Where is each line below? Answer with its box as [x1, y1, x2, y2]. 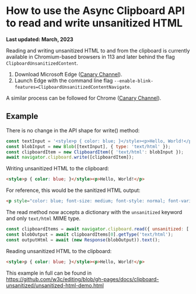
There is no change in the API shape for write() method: [6, 127, 140, 134]
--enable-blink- [114, 78, 153, 84]
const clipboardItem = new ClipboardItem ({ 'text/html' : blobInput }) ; [6, 149, 184, 155]
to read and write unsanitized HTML [6, 16, 183, 30]
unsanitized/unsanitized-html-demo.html [6, 282, 104, 289]
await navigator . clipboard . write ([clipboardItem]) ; [6, 155, 134, 160]
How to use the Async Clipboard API [6, 4, 185, 17]
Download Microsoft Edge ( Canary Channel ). [14, 71, 123, 78]
